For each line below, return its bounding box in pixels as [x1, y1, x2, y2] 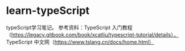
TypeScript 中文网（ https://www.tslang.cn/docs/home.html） [6, 38, 154, 45]
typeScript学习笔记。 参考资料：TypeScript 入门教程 [6, 24, 133, 31]
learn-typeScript [6, 4, 90, 17]
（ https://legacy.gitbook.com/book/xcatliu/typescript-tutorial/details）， [6, 31, 179, 38]
